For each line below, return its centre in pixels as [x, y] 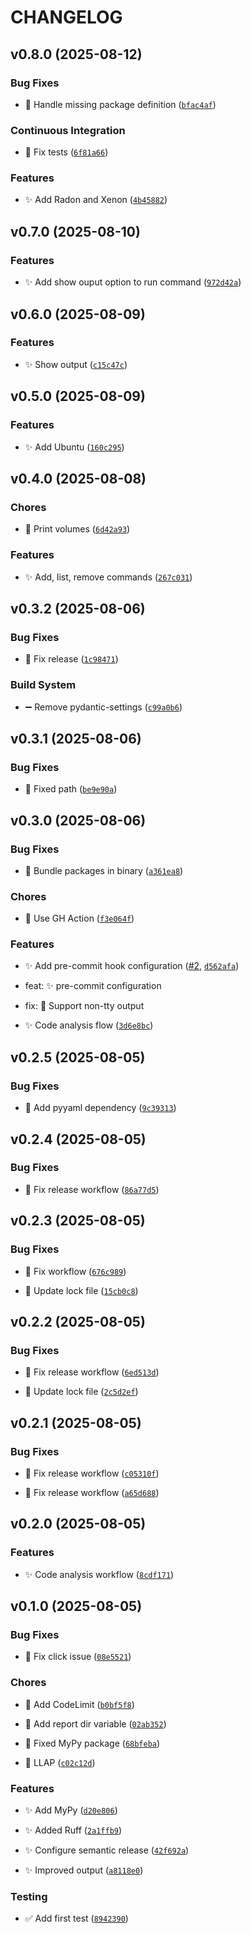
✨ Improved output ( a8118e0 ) [84, 1870]
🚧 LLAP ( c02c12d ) [60, 1762]
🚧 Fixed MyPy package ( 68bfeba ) [92, 1743]
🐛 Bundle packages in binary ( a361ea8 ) [104, 870]
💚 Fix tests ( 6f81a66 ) [66, 152]
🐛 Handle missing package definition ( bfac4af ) [120, 104]
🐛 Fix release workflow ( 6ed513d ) [92, 1372]
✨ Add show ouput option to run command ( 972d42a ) [133, 282]
